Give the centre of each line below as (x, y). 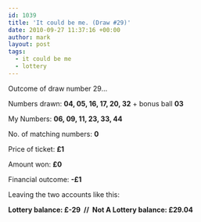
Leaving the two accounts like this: (64, 194)
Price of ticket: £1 (36, 149)
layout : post (29, 45)
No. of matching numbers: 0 (54, 134)
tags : (17, 52)
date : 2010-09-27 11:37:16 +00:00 (65, 30)
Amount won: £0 (35, 164)
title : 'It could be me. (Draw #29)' (70, 23)
